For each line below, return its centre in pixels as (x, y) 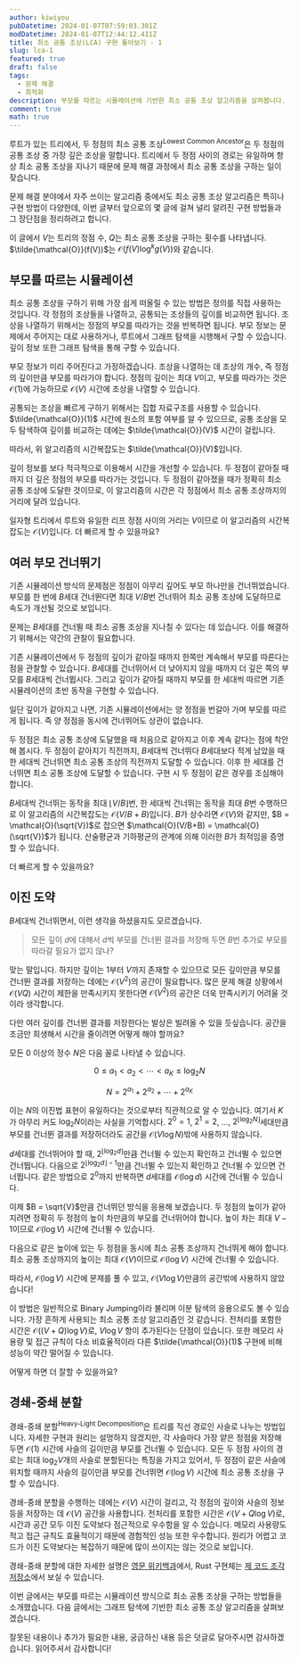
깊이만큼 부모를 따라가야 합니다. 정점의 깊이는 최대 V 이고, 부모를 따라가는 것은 (153, 378)
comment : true (36, 109)
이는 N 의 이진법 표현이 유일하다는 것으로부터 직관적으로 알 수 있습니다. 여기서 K (146, 1110)
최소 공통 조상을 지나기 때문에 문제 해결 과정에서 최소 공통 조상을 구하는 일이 (150, 166)
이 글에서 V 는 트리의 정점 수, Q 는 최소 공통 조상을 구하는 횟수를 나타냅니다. (138, 237)
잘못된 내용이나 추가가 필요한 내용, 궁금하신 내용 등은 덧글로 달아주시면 (131, 1637)
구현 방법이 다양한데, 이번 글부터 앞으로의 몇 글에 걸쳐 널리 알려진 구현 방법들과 (145, 207)
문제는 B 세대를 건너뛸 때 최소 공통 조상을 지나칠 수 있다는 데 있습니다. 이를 (137, 627)
